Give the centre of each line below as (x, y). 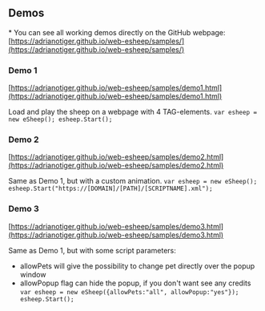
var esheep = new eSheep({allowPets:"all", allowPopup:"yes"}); (129, 292)
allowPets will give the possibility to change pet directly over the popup (137, 266)
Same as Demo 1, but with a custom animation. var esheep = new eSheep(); (133, 181)
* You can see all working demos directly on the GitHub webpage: (117, 32)
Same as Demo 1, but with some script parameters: (92, 250)
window (33, 274)
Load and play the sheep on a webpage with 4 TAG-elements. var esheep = (133, 112)
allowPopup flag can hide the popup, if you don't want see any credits (135, 283)
